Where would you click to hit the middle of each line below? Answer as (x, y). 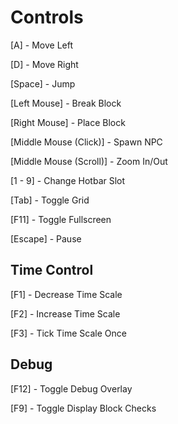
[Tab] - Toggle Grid (50, 200)
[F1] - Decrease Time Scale (66, 294)
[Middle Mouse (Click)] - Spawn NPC (86, 142)
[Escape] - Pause (46, 238)
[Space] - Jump (43, 83)
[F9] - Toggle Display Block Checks (83, 408)
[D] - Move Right (44, 64)
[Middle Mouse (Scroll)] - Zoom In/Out (89, 161)
